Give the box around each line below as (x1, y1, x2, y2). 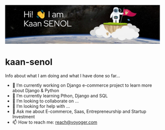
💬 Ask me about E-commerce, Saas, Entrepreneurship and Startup (12, 108, 146, 114)
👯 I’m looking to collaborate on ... (12, 98, 79, 104)
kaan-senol (5, 57, 53, 68)
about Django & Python (12, 87, 59, 93)
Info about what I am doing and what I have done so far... (5, 72, 120, 78)
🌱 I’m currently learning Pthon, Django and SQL (12, 93, 108, 98)
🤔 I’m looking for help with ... (12, 103, 70, 109)
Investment (12, 113, 35, 120)
